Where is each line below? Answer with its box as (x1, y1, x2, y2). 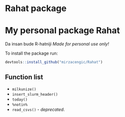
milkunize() (12, 87, 36, 92)
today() (12, 97, 28, 102)
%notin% (12, 102, 28, 107)
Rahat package (5, 3, 67, 14)
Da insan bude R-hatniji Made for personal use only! (5, 41, 109, 47)
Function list (5, 73, 44, 81)
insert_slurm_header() (12, 92, 58, 97)
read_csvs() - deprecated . (12, 106, 65, 112)
